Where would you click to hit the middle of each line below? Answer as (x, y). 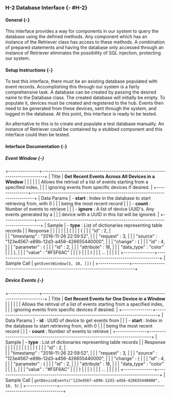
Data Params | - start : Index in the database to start (96, 198)
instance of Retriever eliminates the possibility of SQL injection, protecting (83, 53)
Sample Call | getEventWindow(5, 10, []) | (50, 263)
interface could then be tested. (38, 135)
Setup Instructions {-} (29, 70)
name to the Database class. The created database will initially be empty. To (85, 98)
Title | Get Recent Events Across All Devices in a (103, 176)
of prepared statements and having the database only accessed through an (85, 48)
